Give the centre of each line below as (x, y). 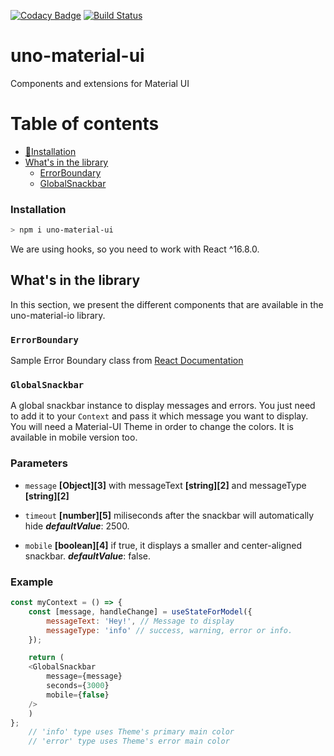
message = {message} (84, 676)
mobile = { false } (78, 695)
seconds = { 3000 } (78, 686)
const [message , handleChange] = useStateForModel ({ (140, 611)
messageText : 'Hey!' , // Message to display (140, 621)
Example (32, 582)
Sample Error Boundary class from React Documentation (127, 361)
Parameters (39, 463)
